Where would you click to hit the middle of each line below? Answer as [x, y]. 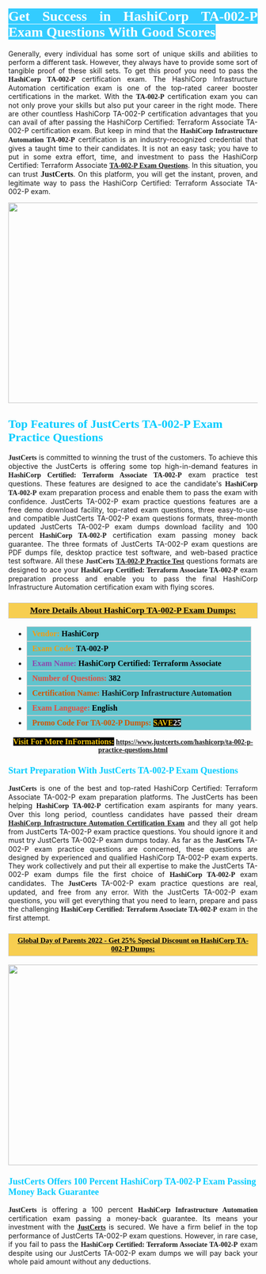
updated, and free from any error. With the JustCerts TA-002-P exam [133, 892]
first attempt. [29, 918]
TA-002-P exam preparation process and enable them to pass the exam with [133, 492]
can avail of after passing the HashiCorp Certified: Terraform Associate [126, 122]
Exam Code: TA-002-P [70, 649]
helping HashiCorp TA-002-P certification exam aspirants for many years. [133, 806]
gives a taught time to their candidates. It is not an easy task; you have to [133, 148]
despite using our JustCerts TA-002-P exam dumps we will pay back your [133, 1253]
